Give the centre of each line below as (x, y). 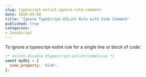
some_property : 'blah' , (34, 65)
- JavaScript (19, 33)
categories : (17, 28)
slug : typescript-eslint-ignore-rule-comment (53, 10)
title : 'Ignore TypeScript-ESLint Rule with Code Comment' (68, 19)
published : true (22, 24)
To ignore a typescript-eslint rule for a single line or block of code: (73, 47)
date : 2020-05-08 (23, 14)
